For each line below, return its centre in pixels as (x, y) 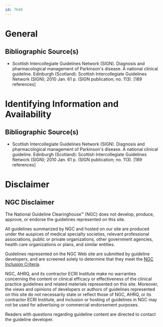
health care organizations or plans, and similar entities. (60, 244)
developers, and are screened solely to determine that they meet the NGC (79, 259)
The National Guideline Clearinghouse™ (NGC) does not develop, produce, (80, 214)
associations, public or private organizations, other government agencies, (79, 239)
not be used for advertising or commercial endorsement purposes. (72, 305)
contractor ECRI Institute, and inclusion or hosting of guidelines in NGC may (81, 299)
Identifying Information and (62, 104)
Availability (28, 114)
